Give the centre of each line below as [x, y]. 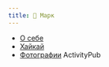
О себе [32, 38]
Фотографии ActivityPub [60, 54]
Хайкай [32, 46]
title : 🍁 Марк [32, 15]
